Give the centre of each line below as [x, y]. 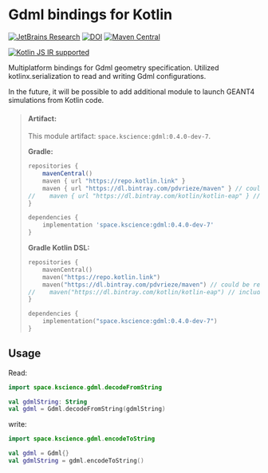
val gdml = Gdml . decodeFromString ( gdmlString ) [87, 409]
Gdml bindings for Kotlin [91, 15]
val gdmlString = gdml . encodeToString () [77, 461]
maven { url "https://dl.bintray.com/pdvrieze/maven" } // [143, 188]
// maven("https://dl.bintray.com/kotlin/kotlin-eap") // [132, 292]
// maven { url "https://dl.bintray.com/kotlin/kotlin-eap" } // [144, 196]
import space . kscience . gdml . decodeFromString [85, 387]
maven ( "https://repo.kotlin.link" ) [102, 277]
